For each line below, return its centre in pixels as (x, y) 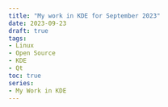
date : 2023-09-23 (38, 23)
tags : (17, 38)
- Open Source (32, 53)
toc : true (25, 76)
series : (21, 83)
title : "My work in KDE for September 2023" (84, 16)
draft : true (28, 31)
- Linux (21, 46)
